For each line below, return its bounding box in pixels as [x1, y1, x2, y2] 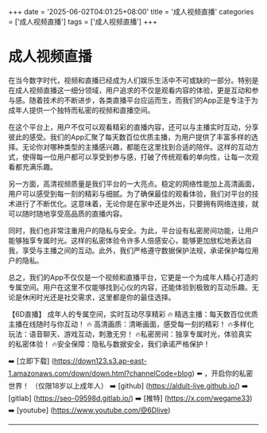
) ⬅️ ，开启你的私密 [192, 369, 253, 378]
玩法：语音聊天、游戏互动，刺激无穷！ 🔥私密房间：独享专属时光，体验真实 [8, 329, 253, 338]
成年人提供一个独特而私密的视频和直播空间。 [8, 105, 155, 115]
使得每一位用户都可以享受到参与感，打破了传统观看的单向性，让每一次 [21, 152, 252, 162]
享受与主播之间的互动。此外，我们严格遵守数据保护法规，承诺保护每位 [21, 245, 252, 255]
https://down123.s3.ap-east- [54, 356, 147, 365]
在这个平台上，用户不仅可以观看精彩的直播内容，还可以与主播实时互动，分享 [8, 122, 259, 131]
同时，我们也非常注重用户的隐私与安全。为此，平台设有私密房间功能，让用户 [8, 225, 259, 235]
